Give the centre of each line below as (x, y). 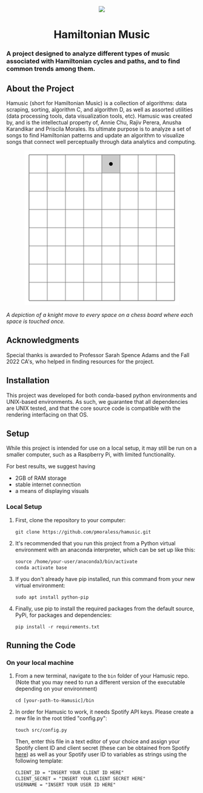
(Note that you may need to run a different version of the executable (100, 682)
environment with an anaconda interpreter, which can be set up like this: (105, 550)
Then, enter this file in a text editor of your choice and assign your (97, 741)
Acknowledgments (43, 340)
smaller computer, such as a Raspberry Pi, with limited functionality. (91, 455)
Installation (28, 380)
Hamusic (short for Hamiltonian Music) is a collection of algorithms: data (97, 103)
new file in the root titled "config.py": (61, 718)
